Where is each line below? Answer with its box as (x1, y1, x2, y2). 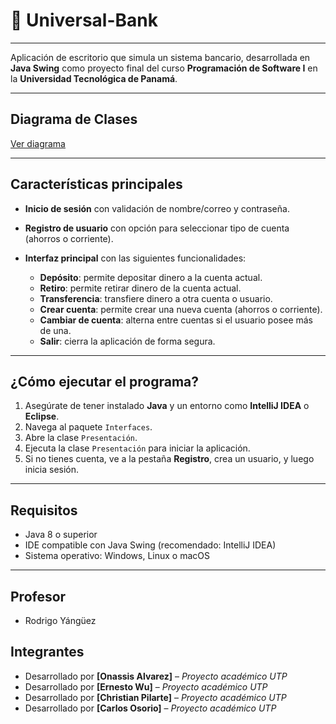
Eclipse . (24, 410, 60, 423)
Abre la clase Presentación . (24, 432, 138, 444)
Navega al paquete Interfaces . (24, 421, 153, 433)
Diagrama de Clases (10, 111, 138, 128)
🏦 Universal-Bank (10, 9, 158, 32)
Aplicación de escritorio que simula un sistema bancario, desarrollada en (10, 51, 311, 63)
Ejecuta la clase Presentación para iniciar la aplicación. (24, 442, 251, 454)
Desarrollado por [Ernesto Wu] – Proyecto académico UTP (24, 680, 268, 693)
